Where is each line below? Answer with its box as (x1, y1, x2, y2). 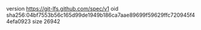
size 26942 (32, 18, 60, 25)
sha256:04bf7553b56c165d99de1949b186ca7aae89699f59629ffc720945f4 (6, 11, 195, 19)
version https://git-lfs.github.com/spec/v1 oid (6, 5, 119, 12)
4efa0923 (6, 18, 31, 25)
